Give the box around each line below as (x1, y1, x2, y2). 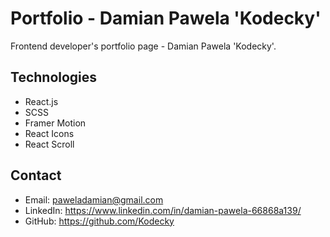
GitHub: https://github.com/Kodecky (24, 215, 175, 227)
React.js (24, 95, 59, 107)
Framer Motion (24, 117, 87, 129)
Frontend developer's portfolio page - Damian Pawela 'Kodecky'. (10, 40, 277, 52)
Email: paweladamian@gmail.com (24, 193, 164, 206)
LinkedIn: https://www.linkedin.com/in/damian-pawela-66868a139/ (24, 204, 302, 216)
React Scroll (24, 138, 75, 150)
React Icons (24, 127, 75, 139)
